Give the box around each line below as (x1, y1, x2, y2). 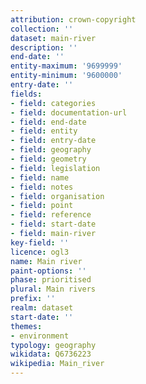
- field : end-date (10, 117, 87, 127)
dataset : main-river (10, 33, 97, 43)
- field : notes (10, 182, 74, 192)
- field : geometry (10, 154, 87, 164)
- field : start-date (10, 219, 97, 230)
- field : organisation (10, 191, 105, 201)
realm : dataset (10, 303, 74, 313)
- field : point (10, 201, 74, 211)
